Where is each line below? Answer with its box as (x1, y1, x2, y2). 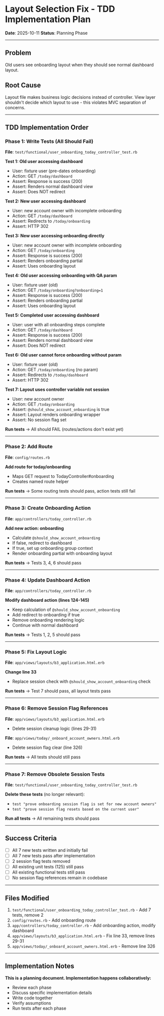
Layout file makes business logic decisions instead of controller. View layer (5, 94, 156, 100)
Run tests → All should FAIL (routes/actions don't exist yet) (5, 427, 123, 432)
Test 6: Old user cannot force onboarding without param (5, 352, 122, 358)
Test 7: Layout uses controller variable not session (5, 386, 109, 392)
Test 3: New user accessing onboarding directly (5, 233, 105, 239)
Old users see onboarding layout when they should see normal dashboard (5, 62, 154, 68)
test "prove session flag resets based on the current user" (12, 807, 140, 812)
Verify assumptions (12, 1000, 51, 1006)
